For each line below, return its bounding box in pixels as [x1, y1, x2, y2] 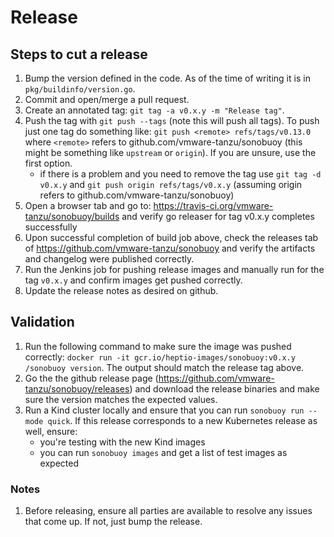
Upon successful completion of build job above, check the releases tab [24, 232, 319, 243]
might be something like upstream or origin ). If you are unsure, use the [24, 147, 317, 158]
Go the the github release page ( [24, 372, 159, 384]
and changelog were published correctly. [24, 253, 195, 265]
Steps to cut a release [10, 46, 148, 63]
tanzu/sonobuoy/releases [24, 382, 130, 395]
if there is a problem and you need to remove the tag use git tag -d [39, 168, 322, 180]
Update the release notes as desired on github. [24, 285, 219, 296]
